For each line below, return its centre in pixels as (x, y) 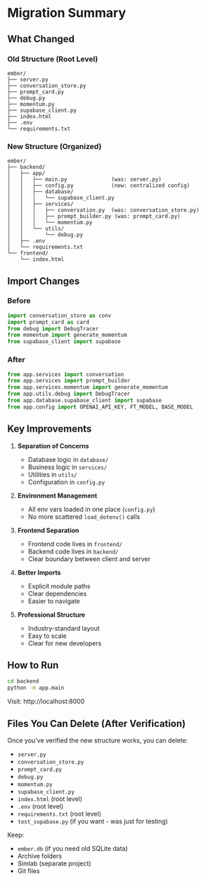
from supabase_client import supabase (64, 342)
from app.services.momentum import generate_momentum (88, 387)
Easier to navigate (54, 601)
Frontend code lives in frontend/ (75, 544)
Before (19, 301)
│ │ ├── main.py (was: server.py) (84, 180)
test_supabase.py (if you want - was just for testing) (93, 821)
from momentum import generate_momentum (67, 335)
